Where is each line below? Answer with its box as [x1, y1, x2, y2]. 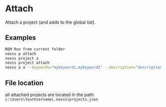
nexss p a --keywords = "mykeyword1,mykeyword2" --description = [5, 65, 136, 70]
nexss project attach [5, 60, 50, 66]
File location [5, 78, 43, 87]
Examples [5, 34, 36, 42]
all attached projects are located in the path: [5, 92, 95, 98]
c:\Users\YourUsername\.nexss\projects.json [5, 97, 98, 102]
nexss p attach [5, 51, 37, 56]
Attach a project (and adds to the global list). [5, 19, 96, 25]
